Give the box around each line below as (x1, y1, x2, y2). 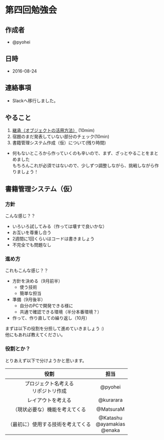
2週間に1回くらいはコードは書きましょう (12, 236, 95, 242)
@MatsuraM (96, 405, 125, 412)
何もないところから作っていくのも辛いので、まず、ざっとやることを (12, 150, 150, 156)
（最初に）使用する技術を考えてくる (7, 421, 91, 428)
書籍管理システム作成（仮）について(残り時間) (12, 140, 106, 146)
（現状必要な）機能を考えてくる (12, 406, 86, 413)
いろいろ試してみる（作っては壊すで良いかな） (12, 223, 107, 230)
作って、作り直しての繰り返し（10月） (12, 315, 90, 321)
